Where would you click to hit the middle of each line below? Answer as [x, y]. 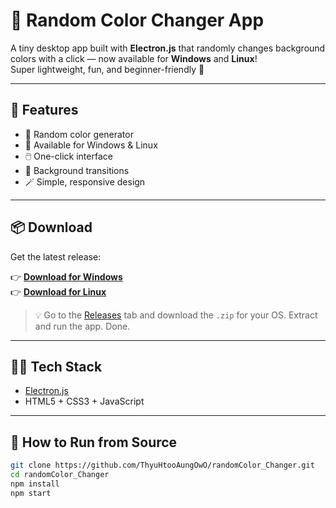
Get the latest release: [56, 256]
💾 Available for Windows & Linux [91, 145]
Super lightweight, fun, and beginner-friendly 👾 [107, 69]
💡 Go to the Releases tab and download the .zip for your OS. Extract [176, 315]
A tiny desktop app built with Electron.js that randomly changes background [168, 48]
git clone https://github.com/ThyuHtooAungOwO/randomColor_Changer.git [162, 465]
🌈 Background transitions [77, 170]
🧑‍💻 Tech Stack [56, 366]
